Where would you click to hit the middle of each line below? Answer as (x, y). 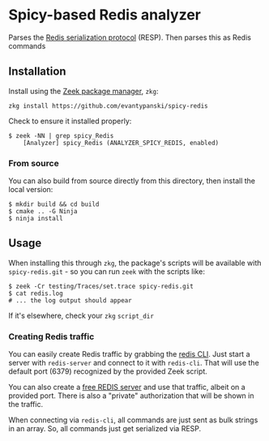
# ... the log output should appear (70, 300)
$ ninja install (36, 219)
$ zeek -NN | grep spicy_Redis (61, 135)
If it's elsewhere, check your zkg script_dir (81, 315)
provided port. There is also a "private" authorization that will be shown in (131, 396)
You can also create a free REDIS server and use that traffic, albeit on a (127, 387)
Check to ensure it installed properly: (70, 121)
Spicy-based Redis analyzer (105, 15)
